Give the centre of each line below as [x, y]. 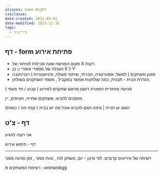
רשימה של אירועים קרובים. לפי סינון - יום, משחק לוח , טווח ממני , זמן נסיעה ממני [78, 158]
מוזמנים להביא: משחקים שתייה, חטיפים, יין [44, 98]
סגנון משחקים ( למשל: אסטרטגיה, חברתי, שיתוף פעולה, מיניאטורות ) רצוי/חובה [84, 74]
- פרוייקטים [19, 32]
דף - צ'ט [17, 123]
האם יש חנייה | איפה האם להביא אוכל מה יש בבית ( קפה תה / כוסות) [67, 107]
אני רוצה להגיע [18, 135]
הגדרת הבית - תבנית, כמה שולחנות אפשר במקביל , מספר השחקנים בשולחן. [81, 79]
